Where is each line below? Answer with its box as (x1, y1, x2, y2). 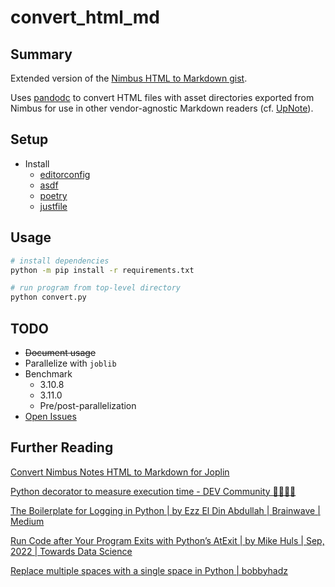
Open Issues (24, 410, 77, 422)
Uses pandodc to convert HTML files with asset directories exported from (10, 92, 315, 103)
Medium (10, 515, 45, 527)
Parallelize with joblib (24, 357, 117, 369)
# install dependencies (10, 256, 110, 266)
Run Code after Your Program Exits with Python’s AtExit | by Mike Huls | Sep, (10, 534, 325, 546)
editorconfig (39, 168, 91, 180)
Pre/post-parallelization (39, 399, 137, 411)
